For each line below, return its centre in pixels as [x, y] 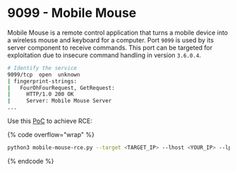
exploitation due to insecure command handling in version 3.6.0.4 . [104, 55]
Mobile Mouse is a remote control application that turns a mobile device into [117, 33]
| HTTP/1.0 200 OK [41, 94]
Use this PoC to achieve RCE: [50, 121]
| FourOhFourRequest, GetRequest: [61, 88]
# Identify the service [42, 68]
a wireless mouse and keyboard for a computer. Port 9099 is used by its [110, 40]
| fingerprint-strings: [42, 81]
